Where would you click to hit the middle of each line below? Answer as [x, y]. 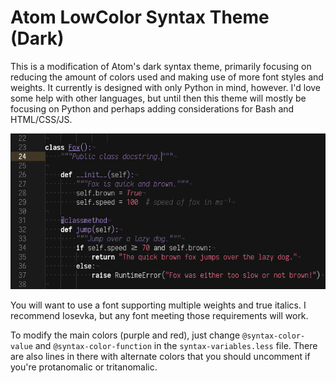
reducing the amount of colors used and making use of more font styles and [167, 77]
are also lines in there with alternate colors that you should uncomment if [160, 356]
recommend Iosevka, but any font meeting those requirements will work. [159, 315]
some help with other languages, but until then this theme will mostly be [158, 98]
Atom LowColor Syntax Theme [140, 17]
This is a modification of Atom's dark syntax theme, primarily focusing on [161, 66]
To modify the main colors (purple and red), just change [125, 335]
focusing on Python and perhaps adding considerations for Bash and [152, 108]
